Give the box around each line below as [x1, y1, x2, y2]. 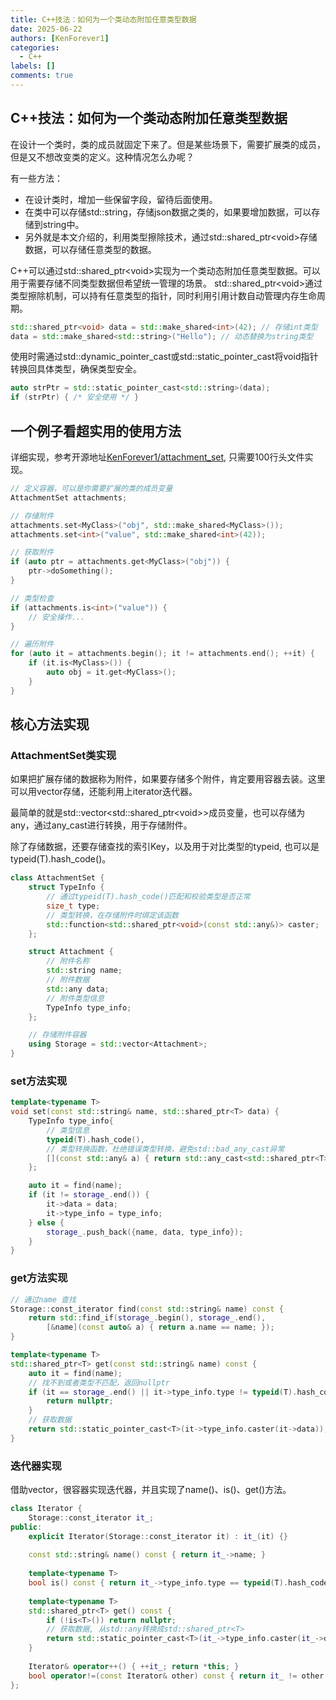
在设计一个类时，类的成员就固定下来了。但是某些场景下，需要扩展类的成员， [10, 138, 326, 150]
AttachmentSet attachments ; [10, 492, 128, 503]
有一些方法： [10, 172, 63, 184]
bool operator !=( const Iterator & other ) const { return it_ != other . [28, 1671, 329, 1681]
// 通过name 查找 [10, 1294, 77, 1305]
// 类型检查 [10, 593, 55, 603]
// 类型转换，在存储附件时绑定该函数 [46, 910, 180, 920]
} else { [28, 1217, 65, 1228]
